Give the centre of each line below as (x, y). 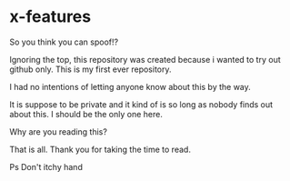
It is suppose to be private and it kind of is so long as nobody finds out (141, 104)
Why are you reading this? (58, 131)
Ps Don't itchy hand (46, 166)
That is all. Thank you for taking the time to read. (100, 149)
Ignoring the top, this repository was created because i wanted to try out (145, 59)
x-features (50, 17)
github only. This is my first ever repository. (90, 69)
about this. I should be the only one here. (86, 114)
